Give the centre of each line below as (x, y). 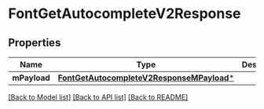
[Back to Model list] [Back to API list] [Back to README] (98, 97)
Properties (35, 43)
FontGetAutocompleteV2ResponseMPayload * (146, 78)
